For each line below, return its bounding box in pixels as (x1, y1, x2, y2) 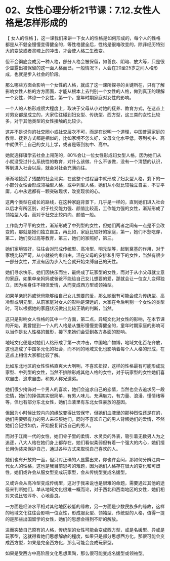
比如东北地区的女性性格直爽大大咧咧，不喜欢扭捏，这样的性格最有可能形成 (5, 363, 160, 369)
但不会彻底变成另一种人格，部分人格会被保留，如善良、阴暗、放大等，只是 (5, 58, 160, 64)
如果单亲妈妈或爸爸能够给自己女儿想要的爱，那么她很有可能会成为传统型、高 (5, 292, 165, 299)
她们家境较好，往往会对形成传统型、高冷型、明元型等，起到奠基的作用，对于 (5, 246, 165, 252)
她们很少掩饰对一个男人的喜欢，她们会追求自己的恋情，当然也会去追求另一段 (5, 386, 165, 392)
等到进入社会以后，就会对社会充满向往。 (5, 165, 90, 171)
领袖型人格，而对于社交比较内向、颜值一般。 (5, 211, 99, 218)
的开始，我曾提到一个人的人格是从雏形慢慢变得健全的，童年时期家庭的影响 (5, 322, 160, 328)
